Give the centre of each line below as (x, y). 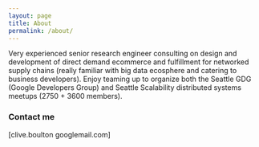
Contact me (32, 117)
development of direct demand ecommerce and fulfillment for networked (129, 62)
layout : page (30, 16)
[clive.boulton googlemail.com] (59, 134)
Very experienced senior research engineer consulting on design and (123, 54)
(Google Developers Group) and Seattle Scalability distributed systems (125, 88)
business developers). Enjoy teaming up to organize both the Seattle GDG (130, 79)
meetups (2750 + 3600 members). (65, 96)
